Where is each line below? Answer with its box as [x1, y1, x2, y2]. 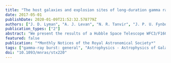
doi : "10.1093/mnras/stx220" [5, 50, 67, 55]
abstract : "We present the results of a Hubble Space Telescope [5, 31, 145, 36]
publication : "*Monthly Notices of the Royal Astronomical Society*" [5, 41, 156, 46]
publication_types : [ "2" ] [5, 26, 60, 31]
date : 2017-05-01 [5, 12, 42, 17]
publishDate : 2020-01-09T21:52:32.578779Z [5, 17, 97, 22]
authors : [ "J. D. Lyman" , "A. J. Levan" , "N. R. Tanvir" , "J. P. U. [5, 21, 154, 27]
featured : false [5, 36, 40, 41]
